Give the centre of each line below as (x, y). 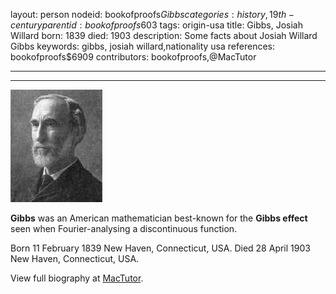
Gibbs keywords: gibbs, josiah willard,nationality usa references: (142, 46)
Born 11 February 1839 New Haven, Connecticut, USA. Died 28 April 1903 (160, 248)
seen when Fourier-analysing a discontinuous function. (124, 228)
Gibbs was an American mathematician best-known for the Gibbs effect (159, 218)
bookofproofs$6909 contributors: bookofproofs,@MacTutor (133, 57)
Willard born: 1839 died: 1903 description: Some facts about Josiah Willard (164, 35)
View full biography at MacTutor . (77, 278)
